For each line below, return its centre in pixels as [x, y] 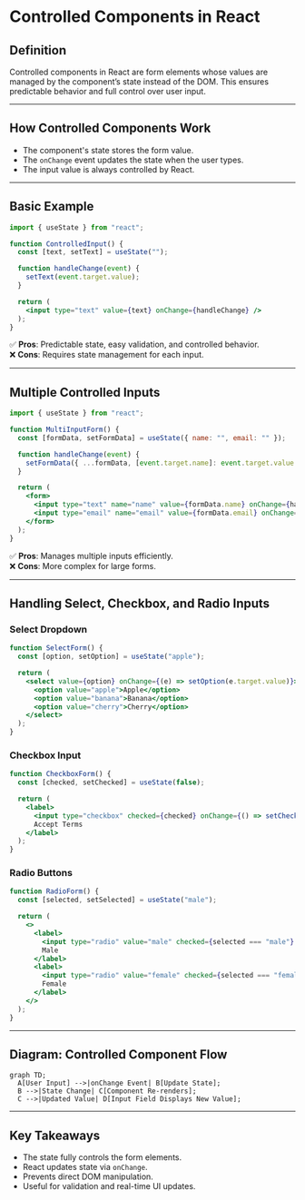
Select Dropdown [49, 629]
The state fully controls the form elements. [102, 1157]
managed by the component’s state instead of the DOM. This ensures [139, 82]
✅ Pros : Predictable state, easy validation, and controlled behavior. [135, 344]
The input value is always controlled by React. [108, 169]
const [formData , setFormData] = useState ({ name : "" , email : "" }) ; [152, 438]
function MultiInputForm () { [64, 430]
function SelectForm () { [56, 648]
